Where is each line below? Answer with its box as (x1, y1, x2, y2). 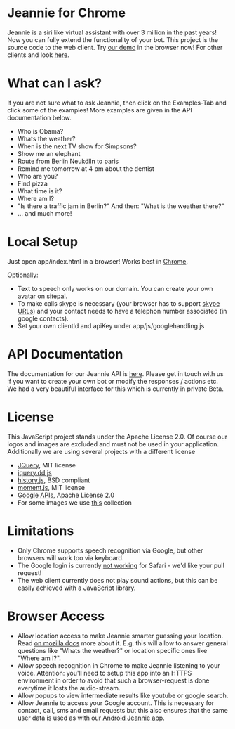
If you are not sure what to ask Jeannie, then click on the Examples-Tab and (7, 98, 227, 107)
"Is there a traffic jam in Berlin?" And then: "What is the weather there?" (17, 202, 224, 210)
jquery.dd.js (17, 468, 52, 477)
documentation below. (7, 113, 72, 122)
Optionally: (7, 271, 39, 279)
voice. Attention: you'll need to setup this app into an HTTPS (17, 669, 192, 677)
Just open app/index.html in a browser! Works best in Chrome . (7, 257, 188, 265)
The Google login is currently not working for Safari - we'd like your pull (17, 561, 224, 569)
